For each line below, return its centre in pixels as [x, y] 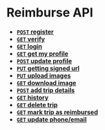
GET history [32, 97]
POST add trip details [46, 90]
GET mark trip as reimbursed [57, 112]
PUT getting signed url [48, 68]
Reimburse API [50, 13]
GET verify [31, 39]
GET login [29, 46]
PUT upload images [44, 75]
